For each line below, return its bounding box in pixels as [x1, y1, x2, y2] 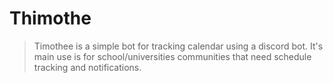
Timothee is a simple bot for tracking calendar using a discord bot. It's [33, 40, 324, 52]
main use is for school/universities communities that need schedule [33, 50, 312, 62]
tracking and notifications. [33, 61, 142, 73]
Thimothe [9, 7, 92, 30]
